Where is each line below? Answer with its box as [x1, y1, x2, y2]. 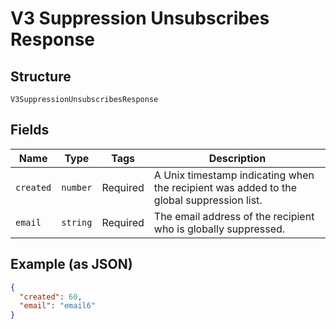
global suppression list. [153, 193, 263, 207]
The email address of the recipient [153, 209, 315, 223]
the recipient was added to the [153, 180, 298, 194]
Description [208, 151, 267, 165]
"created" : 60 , [19, 292, 83, 302]
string [61, 217, 93, 228]
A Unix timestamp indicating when [153, 168, 315, 182]
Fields [10, 122, 50, 139]
